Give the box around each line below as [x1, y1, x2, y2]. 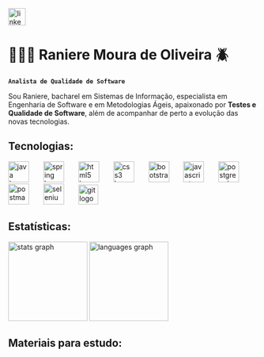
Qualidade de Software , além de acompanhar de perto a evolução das [8, 108, 239, 117]
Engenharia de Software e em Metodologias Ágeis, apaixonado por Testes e [8, 99, 257, 109]
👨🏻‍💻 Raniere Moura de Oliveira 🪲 [8, 46, 229, 64]
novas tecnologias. [8, 117, 70, 126]
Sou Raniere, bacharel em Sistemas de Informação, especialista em [8, 91, 228, 101]
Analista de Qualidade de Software [8, 77, 126, 86]
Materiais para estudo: [8, 336, 123, 350]
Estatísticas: [8, 220, 71, 233]
